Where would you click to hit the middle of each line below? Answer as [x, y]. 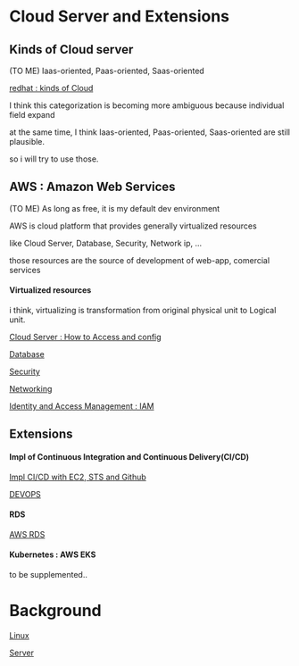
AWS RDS [27, 534]
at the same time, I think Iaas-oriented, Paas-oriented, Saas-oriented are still [149, 132]
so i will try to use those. [54, 159]
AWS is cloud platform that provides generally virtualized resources [133, 226]
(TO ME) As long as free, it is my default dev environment [115, 208]
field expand [32, 115]
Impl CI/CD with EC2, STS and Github [78, 477]
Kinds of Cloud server [71, 50]
